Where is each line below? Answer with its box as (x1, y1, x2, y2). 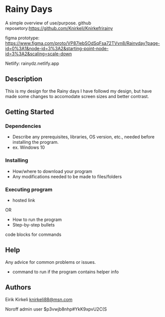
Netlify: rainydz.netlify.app (5, 60, 59, 66)
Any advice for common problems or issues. (5, 259, 96, 265)
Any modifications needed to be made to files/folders (12, 173, 122, 180)
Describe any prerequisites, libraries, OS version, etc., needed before (12, 134, 155, 140)
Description (5, 75, 42, 83)
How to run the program (12, 216, 62, 222)
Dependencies (5, 123, 41, 130)
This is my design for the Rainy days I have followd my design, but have (5, 88, 152, 94)
